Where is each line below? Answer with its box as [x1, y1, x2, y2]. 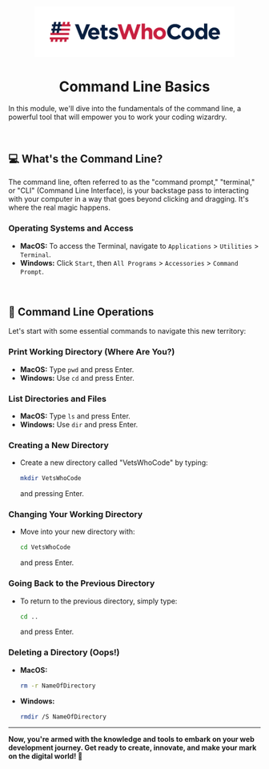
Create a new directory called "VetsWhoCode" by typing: [19, 458, 208, 467]
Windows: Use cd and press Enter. [19, 373, 134, 382]
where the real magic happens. [8, 202, 110, 213]
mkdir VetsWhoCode [19, 475, 82, 483]
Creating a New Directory [8, 439, 110, 451]
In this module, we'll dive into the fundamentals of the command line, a [8, 104, 242, 114]
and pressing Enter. [19, 489, 84, 499]
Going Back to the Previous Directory [8, 578, 155, 589]
